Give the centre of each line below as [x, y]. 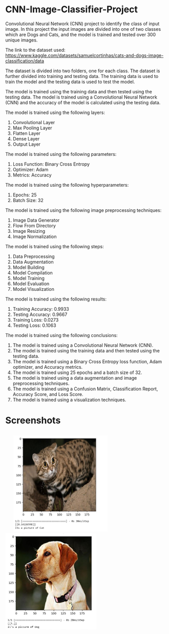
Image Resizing [29, 231]
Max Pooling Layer [32, 128]
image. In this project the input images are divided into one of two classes [83, 29]
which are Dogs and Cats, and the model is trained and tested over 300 [81, 34]
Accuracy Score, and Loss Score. [48, 394]
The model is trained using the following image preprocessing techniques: [83, 210]
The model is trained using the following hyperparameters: [67, 185]
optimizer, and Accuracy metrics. [48, 367]
